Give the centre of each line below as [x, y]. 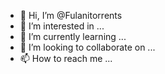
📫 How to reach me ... [66, 58]
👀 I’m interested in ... [62, 26]
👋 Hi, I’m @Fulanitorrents [71, 15]
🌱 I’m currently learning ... [73, 36]
